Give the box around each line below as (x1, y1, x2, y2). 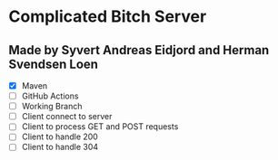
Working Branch (21, 101, 83, 112)
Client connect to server (21, 111, 113, 122)
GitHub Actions (21, 90, 79, 101)
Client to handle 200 (21, 131, 99, 142)
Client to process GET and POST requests (21, 121, 179, 132)
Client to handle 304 (21, 142, 99, 153)
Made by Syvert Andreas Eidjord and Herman (8, 42, 270, 58)
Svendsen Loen (8, 56, 99, 71)
